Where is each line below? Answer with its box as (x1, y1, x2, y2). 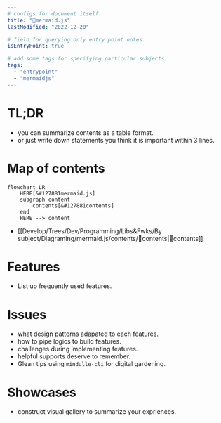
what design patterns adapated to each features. (17, 330, 159, 338)
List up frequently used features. (17, 282, 112, 290)
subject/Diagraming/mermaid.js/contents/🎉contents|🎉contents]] (17, 234, 203, 242)
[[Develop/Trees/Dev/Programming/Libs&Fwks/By (17, 226, 163, 235)
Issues (7, 306, 47, 323)
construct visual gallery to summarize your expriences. (17, 408, 177, 416)
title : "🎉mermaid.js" (7, 17, 71, 24)
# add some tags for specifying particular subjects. (7, 56, 168, 63)
